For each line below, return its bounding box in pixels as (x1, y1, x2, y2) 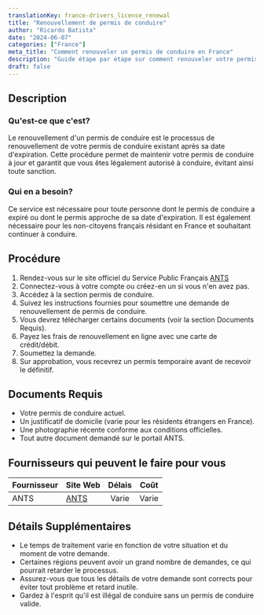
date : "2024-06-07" (8, 33, 72, 42)
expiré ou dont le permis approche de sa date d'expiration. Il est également (8, 212, 251, 222)
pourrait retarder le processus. (19, 565, 119, 575)
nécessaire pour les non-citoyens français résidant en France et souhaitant (8, 221, 251, 230)
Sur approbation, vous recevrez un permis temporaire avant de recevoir (19, 356, 251, 366)
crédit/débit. (19, 340, 60, 349)
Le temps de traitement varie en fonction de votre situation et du (19, 540, 229, 550)
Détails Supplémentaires (8, 520, 132, 533)
